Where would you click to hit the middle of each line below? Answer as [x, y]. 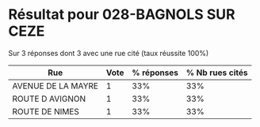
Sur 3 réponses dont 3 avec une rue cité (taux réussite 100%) [109, 53]
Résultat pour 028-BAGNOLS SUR [122, 15]
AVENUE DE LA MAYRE [55, 86]
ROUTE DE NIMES [46, 111]
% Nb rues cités [217, 73]
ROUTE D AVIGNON [49, 99]
